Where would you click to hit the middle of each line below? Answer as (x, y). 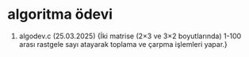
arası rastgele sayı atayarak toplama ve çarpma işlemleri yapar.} (123, 44)
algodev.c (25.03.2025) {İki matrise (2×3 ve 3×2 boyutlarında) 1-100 (130, 36)
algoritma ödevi (60, 14)
